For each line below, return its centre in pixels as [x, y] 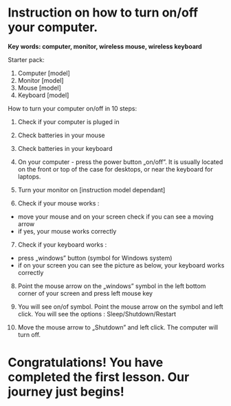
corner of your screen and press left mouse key [85, 293]
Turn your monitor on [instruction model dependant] [91, 190]
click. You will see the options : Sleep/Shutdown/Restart [97, 314]
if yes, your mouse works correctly [67, 231]
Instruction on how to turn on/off [103, 13]
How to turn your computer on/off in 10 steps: [72, 108]
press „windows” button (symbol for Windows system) [95, 258]
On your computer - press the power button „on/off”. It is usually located [120, 162]
